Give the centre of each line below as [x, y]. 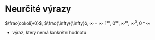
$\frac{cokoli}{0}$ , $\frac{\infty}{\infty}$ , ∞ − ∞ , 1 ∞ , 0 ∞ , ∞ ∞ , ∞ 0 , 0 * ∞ [78, 23]
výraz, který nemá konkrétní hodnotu [49, 32]
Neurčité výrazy [38, 9]
